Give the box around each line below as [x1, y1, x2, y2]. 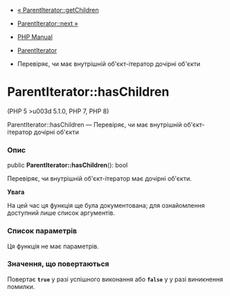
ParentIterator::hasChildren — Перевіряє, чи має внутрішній [7, 120, 182, 129]
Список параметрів [7, 226, 78, 236]
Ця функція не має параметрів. [7, 242, 99, 250]
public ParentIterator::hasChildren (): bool [7, 161, 128, 170]
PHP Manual [17, 33, 53, 41]
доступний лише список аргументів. [7, 208, 116, 217]
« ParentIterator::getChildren [17, 6, 99, 14]
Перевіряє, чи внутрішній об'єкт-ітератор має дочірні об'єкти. [7, 174, 192, 183]
